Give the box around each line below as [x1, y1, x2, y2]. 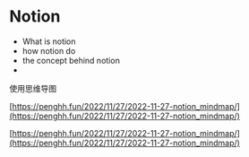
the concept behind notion [21, 55, 121, 65]
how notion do [21, 45, 76, 56]
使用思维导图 [9, 83, 56, 93]
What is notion [21, 36, 76, 47]
